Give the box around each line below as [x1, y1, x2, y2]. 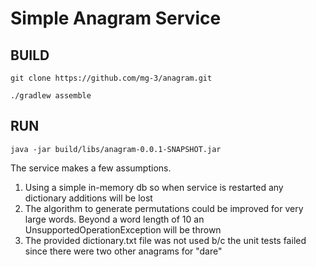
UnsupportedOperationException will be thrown [24, 223, 222, 236]
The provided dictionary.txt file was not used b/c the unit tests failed [24, 234, 307, 246]
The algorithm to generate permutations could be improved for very [24, 202, 304, 214]
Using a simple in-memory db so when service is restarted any [24, 181, 284, 193]
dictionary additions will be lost [24, 192, 153, 204]
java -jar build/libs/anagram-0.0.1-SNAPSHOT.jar [10, 144, 222, 154]
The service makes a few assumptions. [10, 162, 172, 174]
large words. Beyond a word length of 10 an [24, 213, 205, 225]
